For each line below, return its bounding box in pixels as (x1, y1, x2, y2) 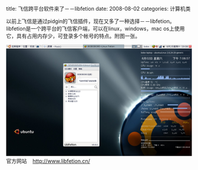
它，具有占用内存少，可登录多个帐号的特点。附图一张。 (6, 32, 140, 40)
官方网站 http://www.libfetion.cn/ (6, 158, 90, 165)
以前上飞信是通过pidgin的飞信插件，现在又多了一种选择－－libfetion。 (6, 18, 175, 25)
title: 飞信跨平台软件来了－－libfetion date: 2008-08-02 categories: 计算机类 (6, 5, 191, 12)
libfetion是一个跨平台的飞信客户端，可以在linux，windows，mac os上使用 (6, 25, 185, 32)
